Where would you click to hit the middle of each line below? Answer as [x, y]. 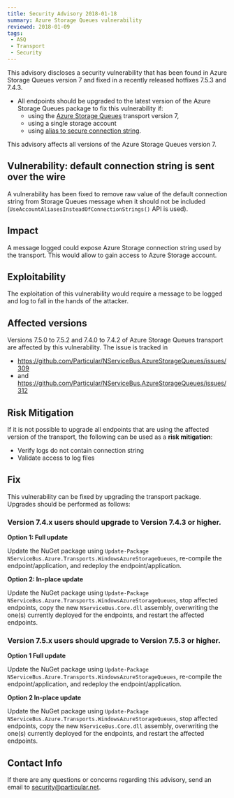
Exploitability [37, 277]
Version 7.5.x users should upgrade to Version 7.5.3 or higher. [114, 640]
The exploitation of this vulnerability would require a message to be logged [115, 293]
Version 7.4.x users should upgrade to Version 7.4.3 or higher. [114, 522]
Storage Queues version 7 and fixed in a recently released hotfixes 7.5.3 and [117, 80]
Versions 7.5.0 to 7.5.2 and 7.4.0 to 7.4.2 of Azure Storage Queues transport [115, 340]
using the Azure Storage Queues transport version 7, [103, 115]
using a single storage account [72, 123]
